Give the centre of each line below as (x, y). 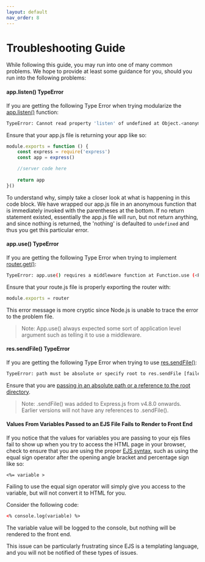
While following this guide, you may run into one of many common (89, 65)
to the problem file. (30, 317)
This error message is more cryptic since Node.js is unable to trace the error (103, 310)
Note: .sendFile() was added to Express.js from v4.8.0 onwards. (101, 403)
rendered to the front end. (39, 534)
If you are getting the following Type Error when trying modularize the (94, 105)
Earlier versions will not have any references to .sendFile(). (95, 410)
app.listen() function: (33, 112)
